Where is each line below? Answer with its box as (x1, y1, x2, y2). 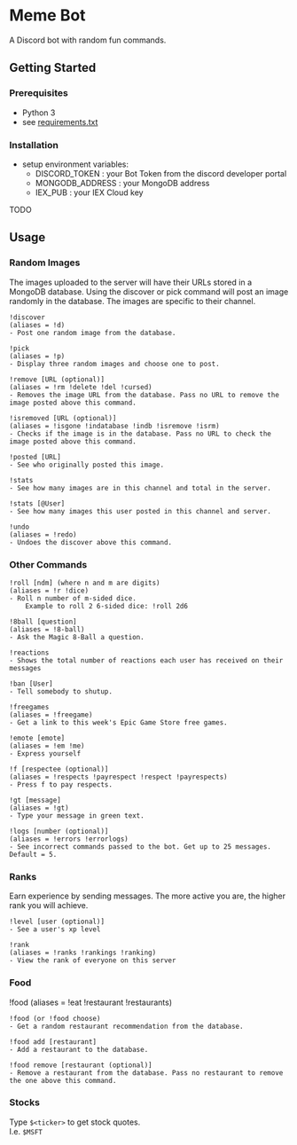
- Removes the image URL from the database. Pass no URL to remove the (9, 390, 279, 399)
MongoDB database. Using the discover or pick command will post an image (9, 286, 289, 297)
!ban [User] (9, 679, 53, 688)
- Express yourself (9, 749, 82, 758)
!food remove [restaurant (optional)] (9, 1061, 152, 1070)
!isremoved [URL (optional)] (9, 413, 117, 422)
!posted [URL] (9, 452, 62, 461)
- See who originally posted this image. (9, 460, 165, 469)
